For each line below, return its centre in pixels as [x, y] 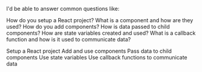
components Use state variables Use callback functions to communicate [97, 57]
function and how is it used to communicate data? [69, 39]
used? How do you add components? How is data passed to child [88, 27]
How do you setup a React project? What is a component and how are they [100, 20]
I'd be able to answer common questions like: [63, 9]
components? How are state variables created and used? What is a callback [101, 33]
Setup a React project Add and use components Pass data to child [89, 51]
